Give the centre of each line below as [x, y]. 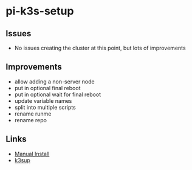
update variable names [43, 100]
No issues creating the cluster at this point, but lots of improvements [100, 48]
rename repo [30, 120]
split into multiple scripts [45, 107]
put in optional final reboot [47, 88]
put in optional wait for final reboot [58, 94]
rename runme [33, 114]
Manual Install [32, 154]
